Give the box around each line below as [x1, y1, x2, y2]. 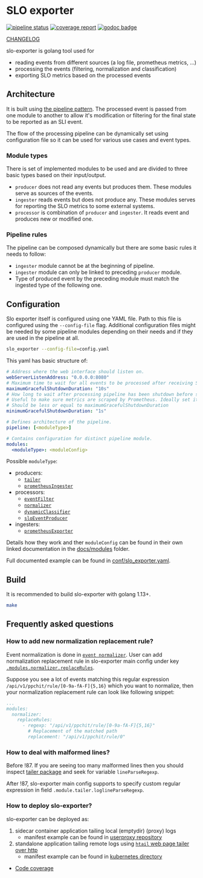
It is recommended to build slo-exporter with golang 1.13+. [6, 591, 151, 598]
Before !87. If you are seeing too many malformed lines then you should [6, 762, 184, 769]
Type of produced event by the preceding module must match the [14, 275, 179, 282]
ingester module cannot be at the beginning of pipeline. [14, 262, 155, 270]
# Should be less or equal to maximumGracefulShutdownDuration [6, 403, 169, 409]
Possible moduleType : [6, 458, 58, 465]
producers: [14, 469, 43, 476]
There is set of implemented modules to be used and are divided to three [6, 165, 188, 172]
